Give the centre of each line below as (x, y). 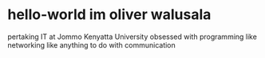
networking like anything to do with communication (92, 44)
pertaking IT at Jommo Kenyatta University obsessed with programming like (132, 37)
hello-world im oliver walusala (109, 15)
